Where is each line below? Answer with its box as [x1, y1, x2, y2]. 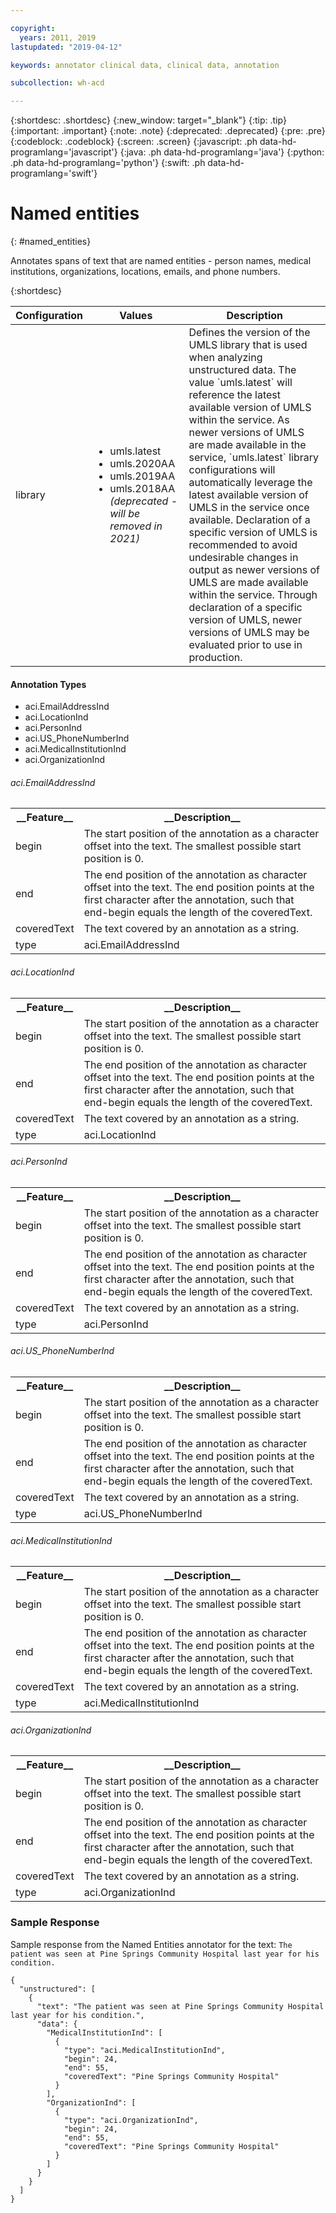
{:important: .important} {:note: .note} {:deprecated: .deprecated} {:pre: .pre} [10, 125, 326, 137]
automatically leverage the [188, 476, 313, 490]
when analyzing [188, 351, 263, 365]
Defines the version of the [188, 326, 311, 340]
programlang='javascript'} [10, 146, 118, 158]
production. [188, 651, 243, 665]
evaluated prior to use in [188, 638, 303, 652]
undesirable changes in [188, 551, 299, 565]
